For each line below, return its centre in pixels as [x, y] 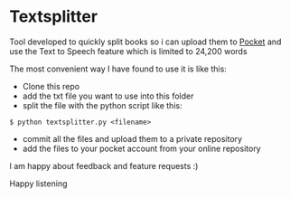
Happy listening [38, 184]
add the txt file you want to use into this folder [108, 96]
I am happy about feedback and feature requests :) [104, 165]
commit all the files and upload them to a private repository [132, 138]
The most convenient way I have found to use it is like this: [118, 69]
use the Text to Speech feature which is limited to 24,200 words [128, 51]
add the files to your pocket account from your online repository [141, 148]
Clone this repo [51, 86]
